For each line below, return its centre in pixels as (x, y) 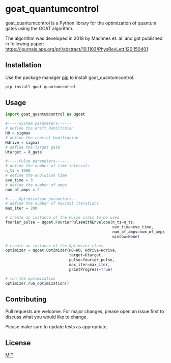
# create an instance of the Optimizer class (54, 246)
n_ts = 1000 (18, 171)
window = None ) (126, 237)
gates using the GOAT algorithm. (39, 28)
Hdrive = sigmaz (22, 142)
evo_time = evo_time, (133, 227)
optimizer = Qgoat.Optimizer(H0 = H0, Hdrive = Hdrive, (61, 250)
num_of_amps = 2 (22, 190)
